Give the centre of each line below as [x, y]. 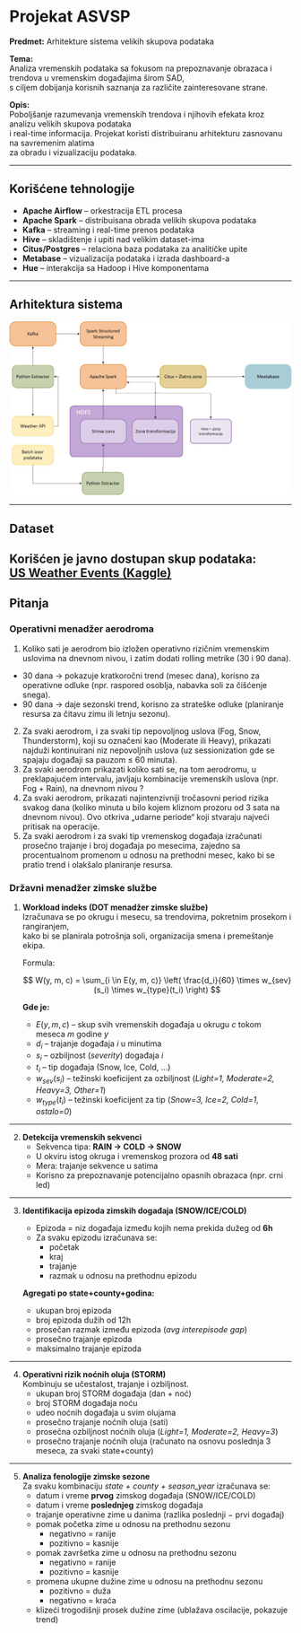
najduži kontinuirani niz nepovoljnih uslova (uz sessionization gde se [148, 750]
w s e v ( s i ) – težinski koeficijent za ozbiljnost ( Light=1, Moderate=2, [155, 1080]
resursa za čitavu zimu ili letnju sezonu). [96, 713]
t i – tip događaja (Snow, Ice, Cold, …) [103, 1068]
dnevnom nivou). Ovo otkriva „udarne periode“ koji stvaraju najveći [146, 816]
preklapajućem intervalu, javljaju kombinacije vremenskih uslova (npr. [150, 779]
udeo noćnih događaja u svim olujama [106, 1412]
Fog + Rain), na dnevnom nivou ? [83, 788]
